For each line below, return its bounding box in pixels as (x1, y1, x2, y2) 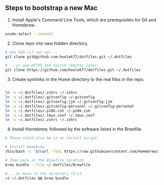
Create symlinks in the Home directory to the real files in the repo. (12, 77, 145, 82)
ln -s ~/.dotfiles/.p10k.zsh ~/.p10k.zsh (5, 108, 91, 113)
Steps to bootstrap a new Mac (5, 4, 98, 12)
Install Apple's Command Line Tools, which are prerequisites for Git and (12, 17, 156, 22)
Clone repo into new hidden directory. (12, 40, 89, 46)
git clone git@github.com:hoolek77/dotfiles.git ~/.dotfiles (5, 54, 132, 59)
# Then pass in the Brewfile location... (5, 158, 91, 163)
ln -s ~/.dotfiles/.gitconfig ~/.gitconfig (5, 95, 95, 100)
